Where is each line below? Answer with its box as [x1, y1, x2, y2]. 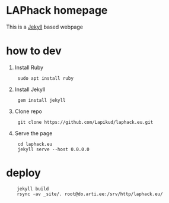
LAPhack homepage [6, 4, 108, 17]
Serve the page [14, 129, 53, 137]
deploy [6, 166, 42, 180]
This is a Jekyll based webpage [6, 23, 83, 30]
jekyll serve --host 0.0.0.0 [17, 146, 90, 152]
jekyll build [17, 186, 49, 192]
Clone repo [14, 108, 43, 115]
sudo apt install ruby [17, 75, 74, 81]
